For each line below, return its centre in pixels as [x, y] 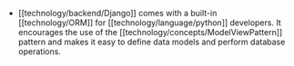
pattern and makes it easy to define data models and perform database [152, 42]
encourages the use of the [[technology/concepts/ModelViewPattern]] [150, 32]
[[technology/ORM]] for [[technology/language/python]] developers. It [150, 23]
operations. [40, 52]
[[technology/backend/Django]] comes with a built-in [117, 13]
